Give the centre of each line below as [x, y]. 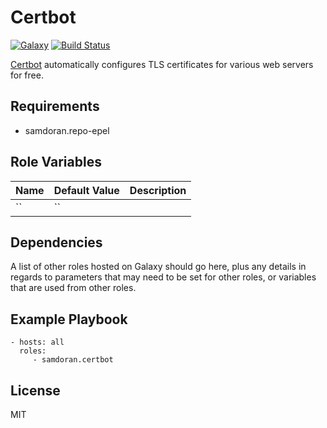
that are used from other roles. [73, 288]
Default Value [86, 190]
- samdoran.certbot [73, 360]
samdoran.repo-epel [67, 130]
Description [158, 190]
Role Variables [56, 162]
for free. [27, 75]
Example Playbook [69, 319]
